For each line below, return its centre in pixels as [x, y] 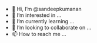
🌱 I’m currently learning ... [43, 21]
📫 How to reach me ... [39, 34]
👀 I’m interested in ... [36, 15]
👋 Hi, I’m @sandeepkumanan [47, 9]
